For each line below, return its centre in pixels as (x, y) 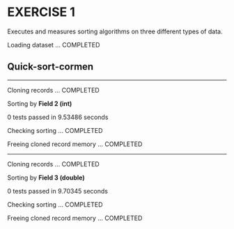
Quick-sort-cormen (50, 67)
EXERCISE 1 (41, 12)
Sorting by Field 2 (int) (40, 103)
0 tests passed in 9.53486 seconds (58, 117)
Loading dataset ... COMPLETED (54, 45)
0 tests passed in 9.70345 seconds (57, 191)
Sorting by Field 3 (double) (46, 177)
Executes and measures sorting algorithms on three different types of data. (115, 31)
